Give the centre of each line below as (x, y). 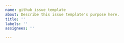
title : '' (15, 19)
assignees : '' (20, 28)
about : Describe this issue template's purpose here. (62, 14)
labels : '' (16, 24)
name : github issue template (35, 10)
